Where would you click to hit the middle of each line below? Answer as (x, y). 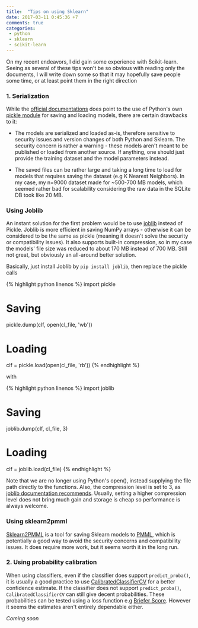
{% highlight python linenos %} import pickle (61, 284)
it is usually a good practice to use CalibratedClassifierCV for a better (91, 581)
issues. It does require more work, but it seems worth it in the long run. (92, 547)
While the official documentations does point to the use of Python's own (94, 109)
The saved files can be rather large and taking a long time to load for (98, 170)
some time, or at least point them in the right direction (72, 80)
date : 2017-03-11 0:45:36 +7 (42, 17)
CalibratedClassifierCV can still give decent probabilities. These (85, 594)
